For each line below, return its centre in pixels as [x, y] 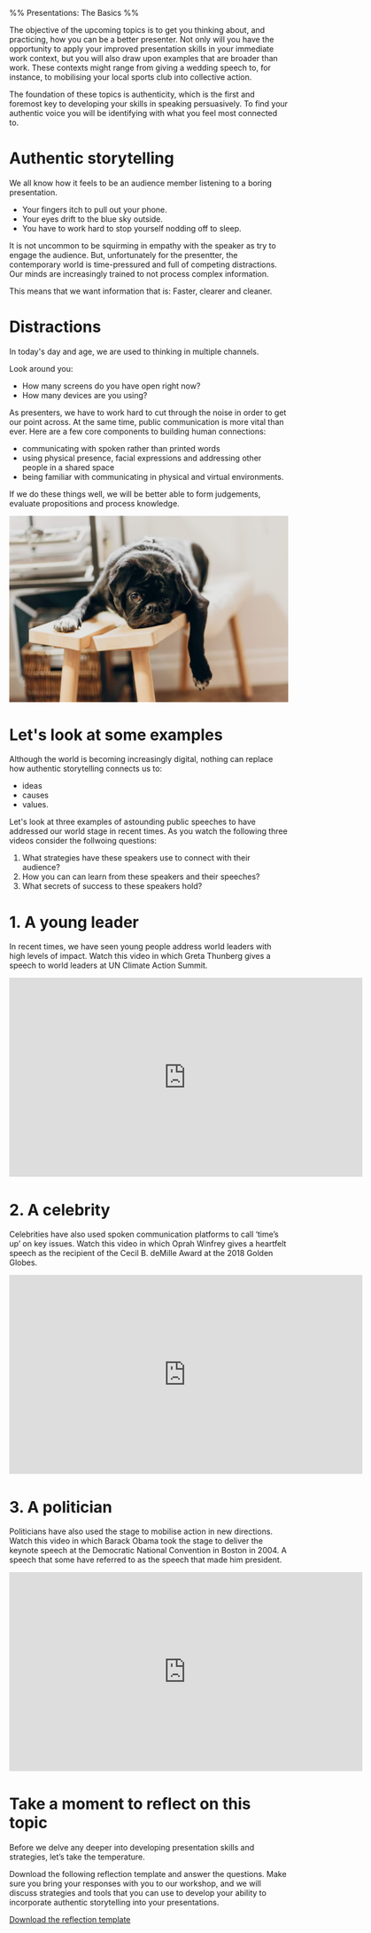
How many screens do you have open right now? [111, 386]
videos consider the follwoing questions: [83, 841]
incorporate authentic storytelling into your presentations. [114, 1903]
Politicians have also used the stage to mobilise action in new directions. [141, 1532]
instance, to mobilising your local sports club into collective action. [131, 77]
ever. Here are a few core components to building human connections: [138, 431]
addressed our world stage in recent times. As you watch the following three [148, 831]
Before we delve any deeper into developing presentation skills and [132, 1848]
